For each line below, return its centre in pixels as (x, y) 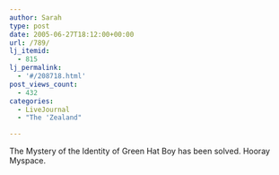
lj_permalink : (36, 68)
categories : (31, 101)
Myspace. (28, 161)
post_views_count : (44, 84)
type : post (30, 26)
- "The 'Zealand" (50, 118)
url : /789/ (30, 43)
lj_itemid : (30, 51)
